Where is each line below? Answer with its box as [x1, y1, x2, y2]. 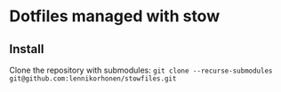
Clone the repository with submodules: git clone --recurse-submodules [9, 65, 273, 75]
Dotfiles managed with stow [9, 6, 221, 27]
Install [9, 42, 44, 57]
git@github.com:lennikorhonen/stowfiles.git [9, 74, 177, 83]
